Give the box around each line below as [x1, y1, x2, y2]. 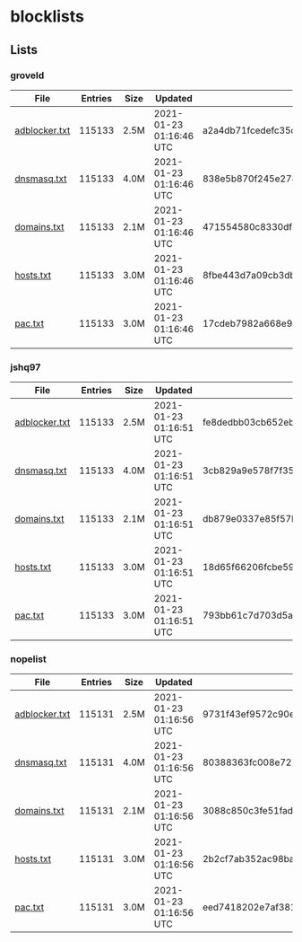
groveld [10, 69, 45, 82]
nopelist [10, 653, 47, 665]
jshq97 [10, 361, 41, 374]
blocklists [10, 6, 84, 27]
